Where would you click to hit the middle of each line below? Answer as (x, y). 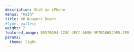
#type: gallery (21, 24)
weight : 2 (15, 28)
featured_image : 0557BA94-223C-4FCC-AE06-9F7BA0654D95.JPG (67, 33)
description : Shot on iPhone (35, 10)
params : (13, 38)
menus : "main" (20, 14)
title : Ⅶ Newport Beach (30, 19)
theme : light (23, 42)
